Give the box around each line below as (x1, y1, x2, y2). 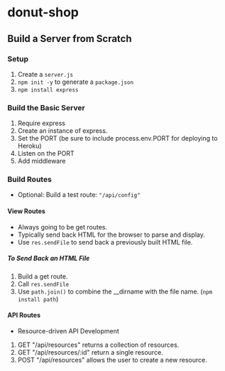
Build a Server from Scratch (7, 33, 133, 45)
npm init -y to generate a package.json (17, 77, 133, 86)
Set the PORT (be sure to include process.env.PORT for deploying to (17, 134, 218, 143)
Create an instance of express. (17, 127, 108, 135)
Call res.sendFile (17, 279, 70, 288)
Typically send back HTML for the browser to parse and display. (17, 230, 206, 239)
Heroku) (17, 141, 42, 150)
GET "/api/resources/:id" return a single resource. (17, 348, 163, 356)
